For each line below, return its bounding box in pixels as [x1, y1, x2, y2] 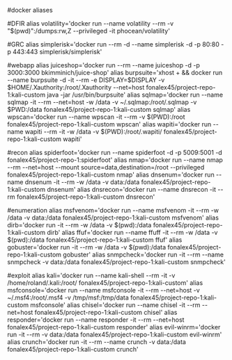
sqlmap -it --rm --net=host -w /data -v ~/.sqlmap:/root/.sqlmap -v [7, 98, 197, 106]
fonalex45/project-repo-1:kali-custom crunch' [7, 345, 139, 353]
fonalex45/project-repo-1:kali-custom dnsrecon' [16, 193, 155, 201]
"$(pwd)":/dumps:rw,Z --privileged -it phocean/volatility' [7, 27, 171, 35]
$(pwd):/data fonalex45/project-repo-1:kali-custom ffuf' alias [7, 236, 183, 244]
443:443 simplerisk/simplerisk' [13, 48, 102, 56]
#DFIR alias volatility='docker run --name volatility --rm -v [7, 19, 174, 27]
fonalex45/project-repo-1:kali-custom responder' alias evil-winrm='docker [7, 323, 221, 331]
